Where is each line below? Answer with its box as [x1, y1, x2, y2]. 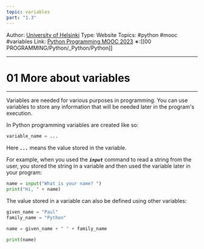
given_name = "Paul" [6, 209, 59, 216]
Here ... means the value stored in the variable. [6, 144, 127, 152]
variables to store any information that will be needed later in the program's [6, 103, 195, 111]
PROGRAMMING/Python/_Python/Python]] [6, 44, 113, 52]
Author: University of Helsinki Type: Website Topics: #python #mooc [6, 31, 178, 38]
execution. [6, 110, 33, 117]
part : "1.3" [6, 15, 36, 21]
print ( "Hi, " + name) [6, 186, 61, 193]
